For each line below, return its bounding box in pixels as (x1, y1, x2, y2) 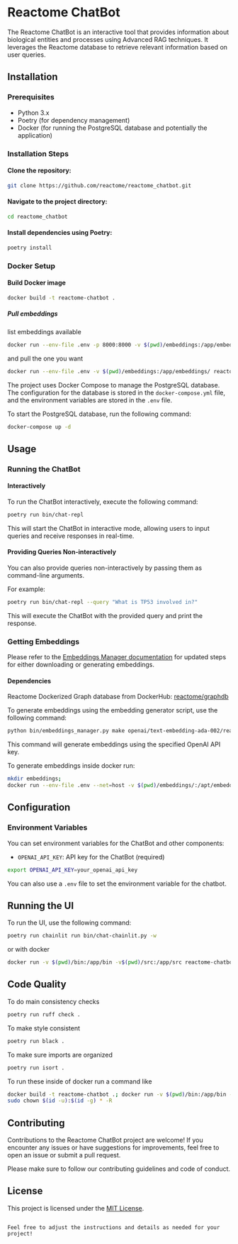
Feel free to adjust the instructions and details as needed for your (7, 1223, 220, 1231)
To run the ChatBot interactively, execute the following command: (7, 497, 198, 506)
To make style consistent (7, 1023, 80, 1033)
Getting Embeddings (7, 637, 80, 646)
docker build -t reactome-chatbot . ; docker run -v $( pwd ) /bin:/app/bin (7, 1091, 227, 1098)
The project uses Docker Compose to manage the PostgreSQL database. (7, 380, 220, 389)
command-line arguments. (7, 571, 85, 579)
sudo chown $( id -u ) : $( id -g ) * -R (7, 1097, 113, 1104)
